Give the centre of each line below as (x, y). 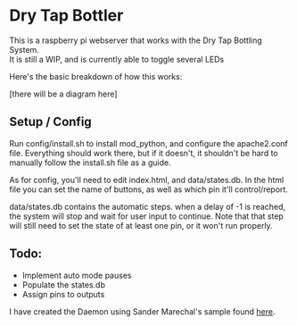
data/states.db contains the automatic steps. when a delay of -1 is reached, (148, 206)
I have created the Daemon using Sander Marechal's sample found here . (142, 311)
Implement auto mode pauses (77, 275)
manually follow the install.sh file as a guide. (90, 163)
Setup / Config (50, 122)
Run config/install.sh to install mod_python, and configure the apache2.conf (148, 143)
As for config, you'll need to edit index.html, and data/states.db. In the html (147, 180)
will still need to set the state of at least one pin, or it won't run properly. (141, 225)
